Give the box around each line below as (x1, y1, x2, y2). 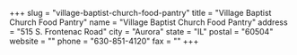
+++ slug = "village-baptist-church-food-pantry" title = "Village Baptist (9, 8, 272, 18)
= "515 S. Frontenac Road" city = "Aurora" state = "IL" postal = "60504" (9, 27, 274, 36)
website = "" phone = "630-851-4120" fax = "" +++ (9, 35, 199, 46)
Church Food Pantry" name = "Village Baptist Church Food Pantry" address (9, 17, 289, 27)
